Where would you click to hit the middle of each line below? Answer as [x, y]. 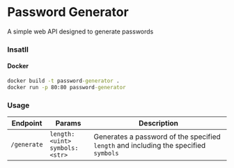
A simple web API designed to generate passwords [80, 31]
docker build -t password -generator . [63, 81]
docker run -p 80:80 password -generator [67, 87]
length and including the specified [150, 146]
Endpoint [27, 123]
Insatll [18, 49]
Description [159, 123]
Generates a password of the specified [157, 137]
